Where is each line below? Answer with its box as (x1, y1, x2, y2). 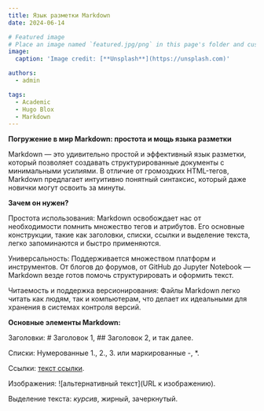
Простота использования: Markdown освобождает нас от (8, 213, 202, 223)
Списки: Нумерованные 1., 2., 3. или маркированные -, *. (8, 348, 200, 358)
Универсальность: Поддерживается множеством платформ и (8, 254, 216, 264)
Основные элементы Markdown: (8, 318, 121, 328)
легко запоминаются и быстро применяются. (8, 239, 161, 248)
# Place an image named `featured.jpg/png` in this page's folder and (8, 40, 244, 48)
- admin (15, 76, 41, 84)
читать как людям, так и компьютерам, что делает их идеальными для (8, 294, 247, 304)
